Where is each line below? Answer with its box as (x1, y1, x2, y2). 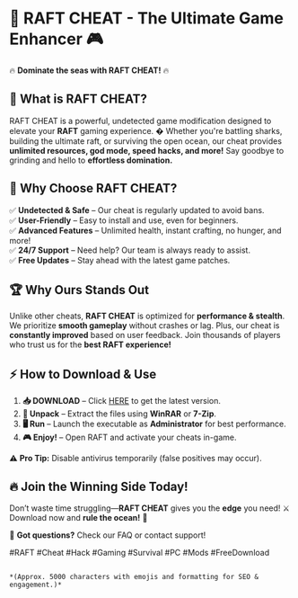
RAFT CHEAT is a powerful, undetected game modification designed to (9, 115, 272, 126)
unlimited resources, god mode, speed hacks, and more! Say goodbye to (9, 145, 285, 156)
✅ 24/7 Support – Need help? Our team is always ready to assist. (9, 245, 251, 255)
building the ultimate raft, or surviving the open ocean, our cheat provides (9, 135, 283, 147)
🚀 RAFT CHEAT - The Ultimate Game (9, 8, 285, 29)
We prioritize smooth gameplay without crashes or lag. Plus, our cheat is (9, 320, 280, 331)
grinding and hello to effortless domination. (9, 155, 173, 165)
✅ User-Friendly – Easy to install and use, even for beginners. (9, 215, 239, 226)
